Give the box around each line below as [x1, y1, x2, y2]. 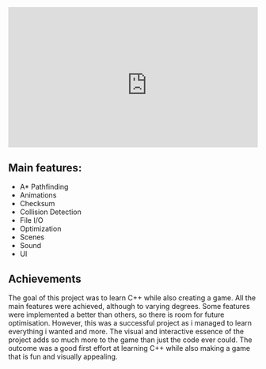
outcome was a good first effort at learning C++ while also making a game [8, 344, 251, 353]
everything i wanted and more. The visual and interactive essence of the [8, 327, 244, 337]
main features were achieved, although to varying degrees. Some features [8, 302, 251, 311]
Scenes [19, 232, 45, 242]
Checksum [19, 199, 55, 209]
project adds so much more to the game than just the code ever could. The [8, 335, 253, 345]
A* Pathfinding [19, 182, 69, 192]
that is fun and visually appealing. [8, 352, 118, 362]
